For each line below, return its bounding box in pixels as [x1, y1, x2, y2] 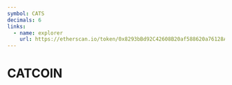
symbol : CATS [7, 10, 45, 17]
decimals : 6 [7, 17, 41, 23]
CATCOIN [7, 66, 63, 82]
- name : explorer [13, 29, 64, 37]
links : [7, 23, 26, 30]
